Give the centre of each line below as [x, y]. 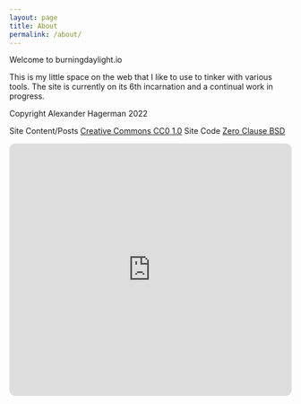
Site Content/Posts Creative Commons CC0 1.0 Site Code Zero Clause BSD [147, 131]
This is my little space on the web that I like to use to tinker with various [141, 77]
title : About [34, 26]
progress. [27, 96]
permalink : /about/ [46, 34]
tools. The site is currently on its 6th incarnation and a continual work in [141, 87]
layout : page [34, 18]
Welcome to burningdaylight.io [66, 60]
